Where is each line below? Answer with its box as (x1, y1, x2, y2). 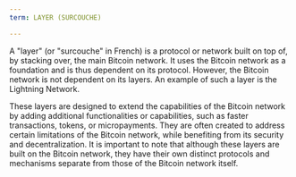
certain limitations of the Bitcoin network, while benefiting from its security (9, 129, 284, 139)
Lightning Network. (9, 83, 80, 94)
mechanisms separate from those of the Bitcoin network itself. (9, 157, 239, 168)
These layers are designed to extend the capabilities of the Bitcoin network (9, 100, 286, 112)
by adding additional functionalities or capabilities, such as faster (9, 110, 249, 121)
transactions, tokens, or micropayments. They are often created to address (9, 120, 285, 131)
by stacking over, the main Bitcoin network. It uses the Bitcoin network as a (9, 55, 286, 65)
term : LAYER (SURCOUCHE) (9, 13, 102, 22)
